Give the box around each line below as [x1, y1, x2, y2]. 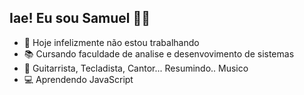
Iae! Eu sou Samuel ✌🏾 [9, 10, 151, 27]
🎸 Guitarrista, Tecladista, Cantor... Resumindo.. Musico [23, 62, 249, 74]
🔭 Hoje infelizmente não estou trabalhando [23, 36, 200, 48]
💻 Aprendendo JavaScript [23, 73, 134, 85]
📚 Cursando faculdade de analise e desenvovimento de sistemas [23, 47, 295, 60]
